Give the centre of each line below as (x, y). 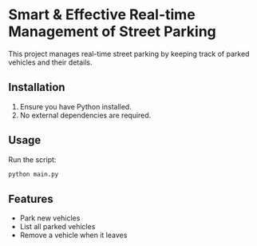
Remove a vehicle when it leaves (73, 235)
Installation (37, 87)
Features (31, 198)
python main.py (34, 174)
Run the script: (32, 159)
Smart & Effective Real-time (102, 15)
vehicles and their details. (51, 62)
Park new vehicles (50, 218)
